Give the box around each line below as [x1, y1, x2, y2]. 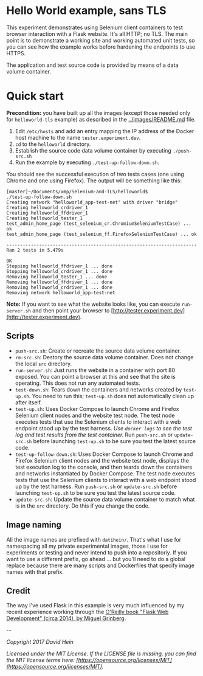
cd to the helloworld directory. [15, 140, 91, 148]
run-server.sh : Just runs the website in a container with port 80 [15, 366, 176, 374]
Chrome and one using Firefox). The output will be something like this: [6, 177, 182, 184]
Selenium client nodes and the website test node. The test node [15, 412, 175, 419]
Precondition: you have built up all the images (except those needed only [6, 109, 190, 116]
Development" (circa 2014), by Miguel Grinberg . [6, 615, 126, 622]
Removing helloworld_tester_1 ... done [6, 274, 108, 280]
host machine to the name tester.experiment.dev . [15, 134, 141, 141]
